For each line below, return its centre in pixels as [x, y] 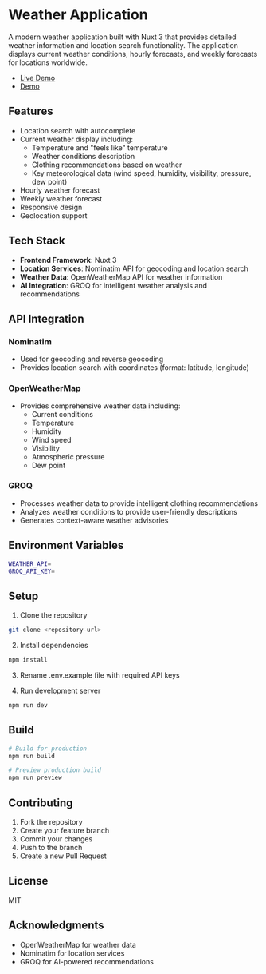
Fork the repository [51, 821]
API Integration [47, 318]
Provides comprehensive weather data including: [100, 406]
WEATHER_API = [30, 564]
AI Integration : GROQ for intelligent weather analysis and [113, 285]
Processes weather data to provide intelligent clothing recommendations [139, 503]
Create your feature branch [65, 830]
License [28, 881]
